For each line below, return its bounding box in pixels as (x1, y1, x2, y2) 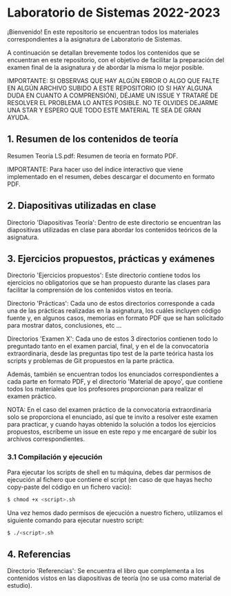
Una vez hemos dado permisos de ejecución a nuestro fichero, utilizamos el (7, 508, 223, 516)
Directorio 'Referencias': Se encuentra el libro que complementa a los (7, 567, 205, 575)
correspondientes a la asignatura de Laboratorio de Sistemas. (7, 35, 183, 43)
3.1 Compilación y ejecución (7, 452, 103, 462)
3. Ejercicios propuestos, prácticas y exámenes (7, 252, 215, 264)
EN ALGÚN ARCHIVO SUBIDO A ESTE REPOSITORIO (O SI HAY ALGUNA (7, 84, 212, 92)
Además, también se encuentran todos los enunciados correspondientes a (7, 370, 219, 378)
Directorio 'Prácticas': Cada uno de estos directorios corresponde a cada (7, 299, 215, 308)
